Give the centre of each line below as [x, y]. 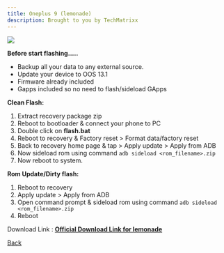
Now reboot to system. [50, 160]
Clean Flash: [26, 102]
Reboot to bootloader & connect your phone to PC [89, 123]
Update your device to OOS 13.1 [62, 74]
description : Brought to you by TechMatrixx [73, 20]
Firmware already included [56, 82]
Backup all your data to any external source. [80, 66]
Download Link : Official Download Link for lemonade [85, 229]
